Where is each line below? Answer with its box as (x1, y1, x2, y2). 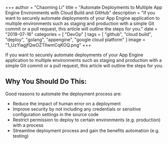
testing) (12, 133, 29, 139)
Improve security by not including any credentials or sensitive (12, 106, 141, 112)
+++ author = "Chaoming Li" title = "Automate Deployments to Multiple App (5, 5, 162, 10)
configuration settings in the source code (12, 111, 99, 117)
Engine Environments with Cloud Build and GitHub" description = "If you (5, 10, 155, 16)
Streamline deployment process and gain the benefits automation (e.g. (12, 127, 160, 133)
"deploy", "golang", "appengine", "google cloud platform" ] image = (5, 37, 146, 43)
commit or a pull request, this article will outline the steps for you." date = (5, 26, 158, 32)
